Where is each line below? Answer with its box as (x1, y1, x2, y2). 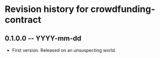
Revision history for (5, 3, 89, 15)
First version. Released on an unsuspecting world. (12, 47, 117, 53)
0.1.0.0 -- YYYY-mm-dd (5, 34, 82, 42)
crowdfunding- (90, 3, 155, 15)
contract (5, 14, 41, 25)
